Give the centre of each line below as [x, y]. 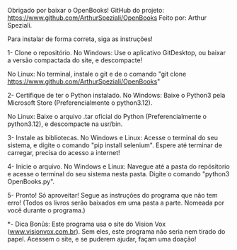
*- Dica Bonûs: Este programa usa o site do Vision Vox [87, 224]
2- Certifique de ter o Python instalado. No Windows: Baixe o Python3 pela [116, 95]
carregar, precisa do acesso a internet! [64, 153]
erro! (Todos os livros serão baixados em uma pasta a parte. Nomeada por [116, 203]
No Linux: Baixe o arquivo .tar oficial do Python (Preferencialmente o [107, 117]
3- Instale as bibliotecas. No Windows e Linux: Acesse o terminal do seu [112, 138]
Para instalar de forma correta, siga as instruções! [80, 39]
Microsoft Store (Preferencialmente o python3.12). [80, 103]
